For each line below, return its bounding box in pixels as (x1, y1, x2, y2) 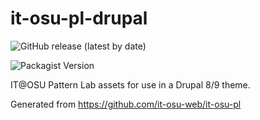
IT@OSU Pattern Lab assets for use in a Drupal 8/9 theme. (10, 78, 251, 91)
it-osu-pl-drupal (10, 7, 148, 30)
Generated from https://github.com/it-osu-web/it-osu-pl (10, 98, 242, 110)
